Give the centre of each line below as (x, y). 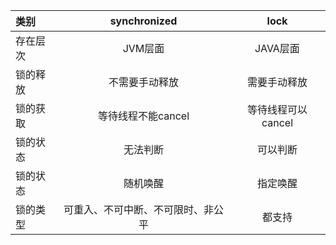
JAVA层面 (277, 48)
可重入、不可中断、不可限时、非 (138, 209)
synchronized (143, 21)
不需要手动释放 (143, 82)
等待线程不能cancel (143, 116)
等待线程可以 (277, 109)
